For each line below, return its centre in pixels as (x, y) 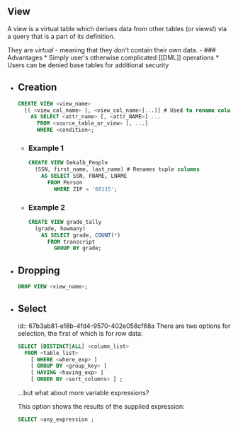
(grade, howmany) (60, 228)
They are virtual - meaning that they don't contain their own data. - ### (112, 50)
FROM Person (65, 182)
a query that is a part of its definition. (61, 36)
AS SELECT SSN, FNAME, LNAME (84, 176)
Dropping (39, 270)
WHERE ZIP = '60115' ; (86, 189)
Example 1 (46, 148)
